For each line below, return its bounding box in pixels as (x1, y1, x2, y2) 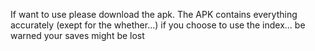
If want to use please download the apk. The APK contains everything (10, 9, 298, 20)
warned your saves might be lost (10, 30, 145, 41)
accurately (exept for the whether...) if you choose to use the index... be (10, 19, 306, 31)
